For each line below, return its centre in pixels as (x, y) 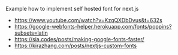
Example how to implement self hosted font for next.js (72, 9)
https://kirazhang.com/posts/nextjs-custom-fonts (76, 45)
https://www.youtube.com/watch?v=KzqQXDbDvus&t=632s (88, 20)
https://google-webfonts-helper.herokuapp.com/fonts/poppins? (93, 27)
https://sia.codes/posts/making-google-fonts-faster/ (79, 39)
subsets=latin (31, 33)
